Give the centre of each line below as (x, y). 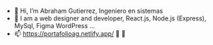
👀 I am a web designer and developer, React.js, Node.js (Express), (110, 18)
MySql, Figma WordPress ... (54, 26)
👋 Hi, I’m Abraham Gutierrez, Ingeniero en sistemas (88, 11)
